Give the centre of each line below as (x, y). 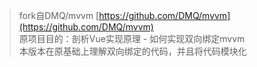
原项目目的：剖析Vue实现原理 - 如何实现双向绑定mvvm (132, 38)
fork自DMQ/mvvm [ (59, 15)
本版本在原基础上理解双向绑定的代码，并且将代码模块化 (132, 51)
